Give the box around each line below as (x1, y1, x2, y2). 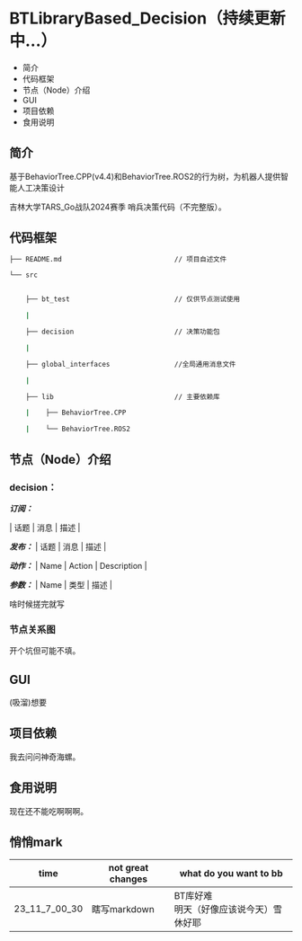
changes (109, 873, 148, 885)
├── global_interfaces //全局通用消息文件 (25, 360, 236, 368)
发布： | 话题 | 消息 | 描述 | (9, 541, 107, 552)
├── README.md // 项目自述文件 (9, 254, 227, 263)
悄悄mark (9, 835, 63, 849)
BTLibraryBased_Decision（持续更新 (9, 8, 286, 29)
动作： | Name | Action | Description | (9, 560, 147, 571)
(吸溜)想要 (9, 697, 48, 707)
